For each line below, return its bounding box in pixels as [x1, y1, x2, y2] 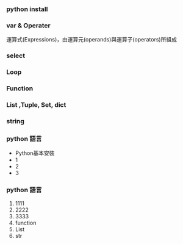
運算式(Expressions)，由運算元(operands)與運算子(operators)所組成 [6, 36, 177, 43]
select [6, 51, 26, 60]
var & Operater [6, 21, 51, 29]
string [6, 117, 24, 125]
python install [6, 5, 48, 13]
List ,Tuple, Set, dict [6, 100, 66, 109]
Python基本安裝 [15, 149, 55, 157]
